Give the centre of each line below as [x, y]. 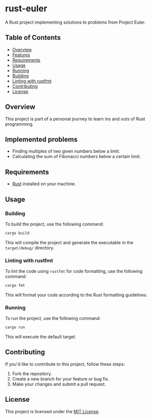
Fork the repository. [32, 373]
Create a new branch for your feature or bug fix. [61, 379]
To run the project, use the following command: [53, 319]
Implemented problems [41, 139]
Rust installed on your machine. [44, 184]
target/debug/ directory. [30, 248]
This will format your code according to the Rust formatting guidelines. [76, 295]
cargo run [15, 327]
